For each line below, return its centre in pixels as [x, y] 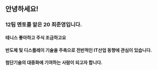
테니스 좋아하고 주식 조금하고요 [36, 37]
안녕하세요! [22, 9]
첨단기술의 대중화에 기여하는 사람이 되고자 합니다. [54, 62]
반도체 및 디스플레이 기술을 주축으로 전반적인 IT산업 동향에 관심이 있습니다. [78, 50]
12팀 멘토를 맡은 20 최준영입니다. [44, 25]
